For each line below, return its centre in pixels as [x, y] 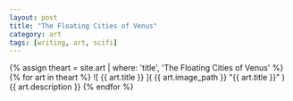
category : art [36, 34]
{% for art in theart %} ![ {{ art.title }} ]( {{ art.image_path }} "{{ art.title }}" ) [147, 78]
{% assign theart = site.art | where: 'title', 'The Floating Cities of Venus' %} [146, 68]
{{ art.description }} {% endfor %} [71, 87]
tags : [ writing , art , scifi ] [63, 42]
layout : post [33, 17]
